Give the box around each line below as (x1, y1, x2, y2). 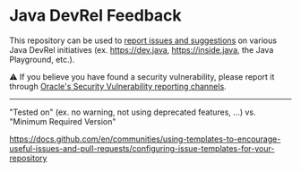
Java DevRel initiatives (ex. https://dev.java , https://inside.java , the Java (9, 44, 274, 55)
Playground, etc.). (9, 54, 75, 64)
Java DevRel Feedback (9, 5, 182, 26)
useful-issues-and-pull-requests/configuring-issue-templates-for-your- (9, 142, 275, 153)
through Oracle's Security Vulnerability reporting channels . (9, 81, 227, 91)
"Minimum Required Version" (9, 116, 116, 126)
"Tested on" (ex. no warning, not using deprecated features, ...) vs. (9, 107, 257, 117)
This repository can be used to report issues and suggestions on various (9, 35, 278, 46)
